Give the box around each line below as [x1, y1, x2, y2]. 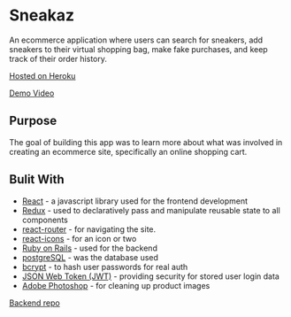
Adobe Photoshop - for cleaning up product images [21, 280, 211, 290]
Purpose [9, 113, 57, 128]
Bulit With [9, 172, 65, 187]
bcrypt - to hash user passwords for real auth [21, 261, 188, 272]
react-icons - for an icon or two [21, 233, 137, 244]
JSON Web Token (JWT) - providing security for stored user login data [21, 271, 280, 282]
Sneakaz [9, 5, 75, 26]
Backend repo [9, 298, 60, 308]
